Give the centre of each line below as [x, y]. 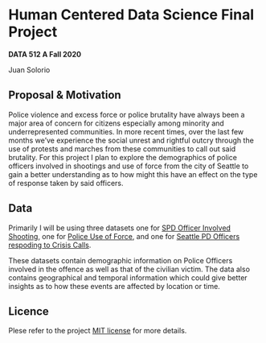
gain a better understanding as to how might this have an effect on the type [133, 174]
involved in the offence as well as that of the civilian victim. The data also [129, 269]
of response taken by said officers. [66, 183]
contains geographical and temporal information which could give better [128, 277]
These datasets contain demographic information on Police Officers [121, 260]
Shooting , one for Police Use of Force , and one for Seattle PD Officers [124, 236]
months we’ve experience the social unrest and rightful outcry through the [131, 140]
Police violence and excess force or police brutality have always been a [127, 114]
